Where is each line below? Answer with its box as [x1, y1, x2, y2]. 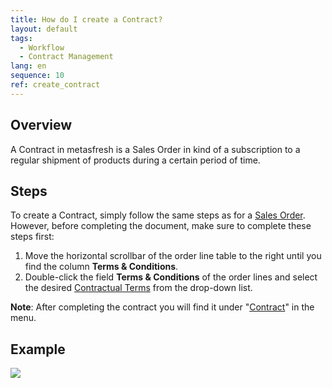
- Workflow [19, 42, 65, 53]
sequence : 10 [10, 71, 65, 81]
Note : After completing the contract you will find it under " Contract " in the [10, 301, 315, 313]
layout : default [10, 24, 78, 34]
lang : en [10, 61, 47, 71]
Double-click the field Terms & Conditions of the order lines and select [24, 271, 318, 283]
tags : [10, 33, 33, 43]
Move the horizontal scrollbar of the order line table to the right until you [24, 250, 322, 262]
